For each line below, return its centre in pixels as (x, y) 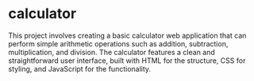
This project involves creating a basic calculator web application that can (127, 35)
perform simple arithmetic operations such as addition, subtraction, (118, 43)
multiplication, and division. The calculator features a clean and (112, 52)
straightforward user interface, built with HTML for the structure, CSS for (127, 61)
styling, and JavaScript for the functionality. (80, 68)
